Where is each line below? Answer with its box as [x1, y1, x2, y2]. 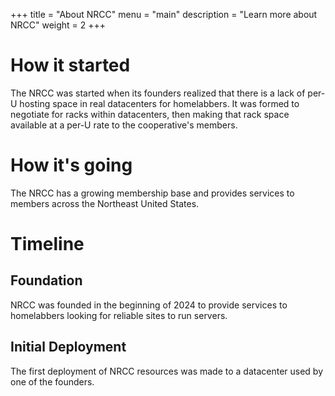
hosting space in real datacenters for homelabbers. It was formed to [19, 97, 300, 109]
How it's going [10, 154, 133, 177]
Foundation [10, 272, 83, 289]
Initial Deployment [10, 339, 127, 356]
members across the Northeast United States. [10, 197, 200, 209]
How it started [10, 54, 131, 77]
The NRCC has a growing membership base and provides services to [10, 187, 295, 199]
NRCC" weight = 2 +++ [10, 19, 107, 31]
